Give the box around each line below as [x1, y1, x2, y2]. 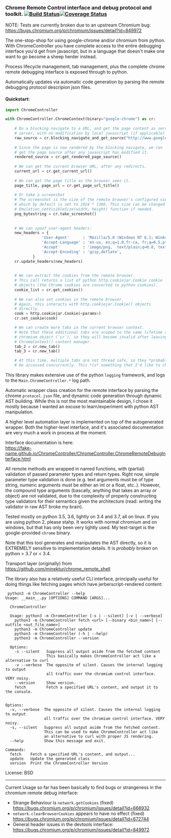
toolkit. [5, 10, 23, 17]
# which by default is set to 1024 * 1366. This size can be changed [14, 202, 165, 207]
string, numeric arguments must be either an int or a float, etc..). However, [5, 482, 161, 488]
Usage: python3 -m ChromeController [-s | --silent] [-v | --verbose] [10, 613, 163, 619]
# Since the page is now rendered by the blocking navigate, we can [14, 145, 163, 150]
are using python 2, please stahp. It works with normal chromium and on [5, 519, 157, 525]
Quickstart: [5, 96, 30, 102]
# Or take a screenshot [14, 192, 65, 198]
